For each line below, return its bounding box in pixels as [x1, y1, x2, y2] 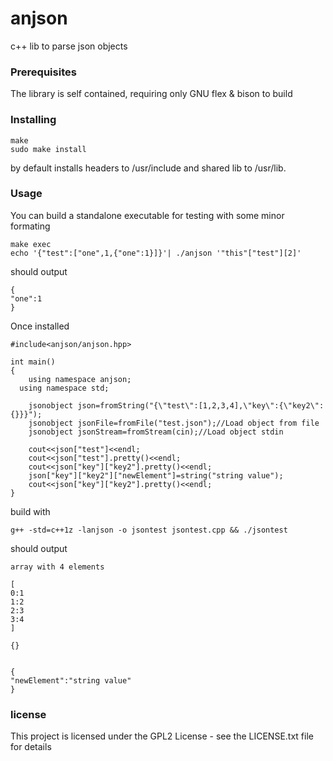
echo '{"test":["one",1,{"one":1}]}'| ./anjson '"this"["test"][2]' [10, 248, 302, 258]
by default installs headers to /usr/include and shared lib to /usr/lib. [10, 162, 287, 174]
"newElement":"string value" [10, 675, 132, 686]
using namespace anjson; [28, 374, 132, 384]
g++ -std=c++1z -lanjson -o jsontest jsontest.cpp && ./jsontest [10, 525, 288, 535]
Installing [10, 113, 57, 127]
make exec [10, 239, 52, 249]
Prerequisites [10, 65, 77, 79]
